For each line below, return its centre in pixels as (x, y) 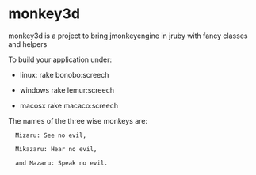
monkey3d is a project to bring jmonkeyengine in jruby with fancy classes (128, 36)
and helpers (28, 44)
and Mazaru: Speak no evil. (62, 163)
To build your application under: (60, 59)
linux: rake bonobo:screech (64, 74)
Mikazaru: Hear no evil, (56, 149)
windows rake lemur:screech (67, 90)
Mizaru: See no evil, (51, 135)
